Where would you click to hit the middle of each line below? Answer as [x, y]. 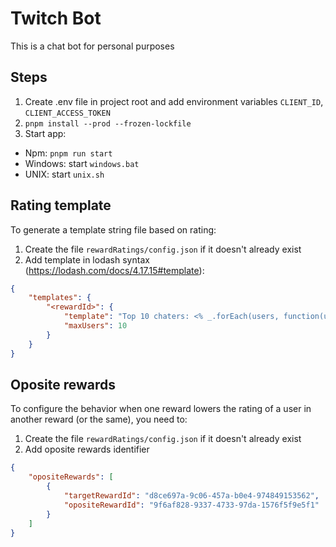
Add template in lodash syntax [87, 259]
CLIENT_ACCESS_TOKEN [67, 113]
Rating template [61, 205]
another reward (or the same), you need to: [99, 419]
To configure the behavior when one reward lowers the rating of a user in [161, 409]
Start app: [45, 133]
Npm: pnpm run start [68, 153]
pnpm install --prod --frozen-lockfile [108, 123]
